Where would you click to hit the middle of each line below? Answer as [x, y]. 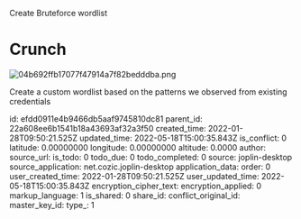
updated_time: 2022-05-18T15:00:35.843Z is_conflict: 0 [183, 138]
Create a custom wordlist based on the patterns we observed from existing [148, 91]
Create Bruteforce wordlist [59, 13]
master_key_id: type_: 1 [52, 205]
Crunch [38, 50]
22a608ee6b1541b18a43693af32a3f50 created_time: [108, 128]
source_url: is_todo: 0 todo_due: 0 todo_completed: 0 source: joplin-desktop [151, 157]
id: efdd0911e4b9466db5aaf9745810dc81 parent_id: [106, 119]
